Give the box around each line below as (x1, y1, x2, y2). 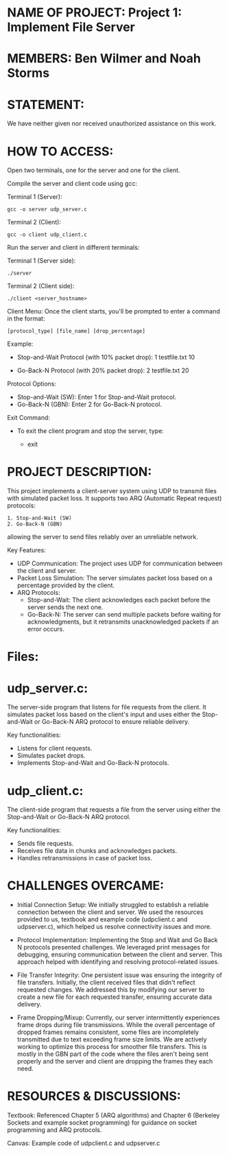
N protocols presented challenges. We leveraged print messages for (16, 943, 210, 952)
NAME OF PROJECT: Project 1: (7, 5, 182, 21)
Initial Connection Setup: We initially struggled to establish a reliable (16, 901, 209, 909)
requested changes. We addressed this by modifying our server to (16, 986, 205, 994)
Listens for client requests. (16, 744, 93, 753)
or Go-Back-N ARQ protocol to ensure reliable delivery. (34, 718, 190, 726)
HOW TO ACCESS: (7, 143, 114, 159)
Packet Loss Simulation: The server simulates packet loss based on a (16, 574, 213, 582)
